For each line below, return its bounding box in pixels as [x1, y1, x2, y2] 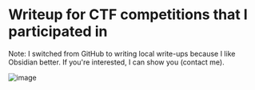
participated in [8, 22, 108, 41]
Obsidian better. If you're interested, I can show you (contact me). [8, 57, 225, 67]
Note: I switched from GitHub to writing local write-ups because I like [8, 49, 236, 58]
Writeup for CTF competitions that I [8, 6, 248, 24]
